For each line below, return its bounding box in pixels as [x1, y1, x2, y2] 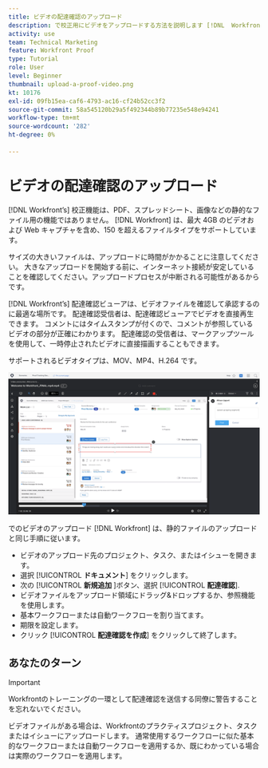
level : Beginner [8, 72, 62, 80]
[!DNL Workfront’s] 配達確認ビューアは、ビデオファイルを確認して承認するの [8, 299, 260, 308]
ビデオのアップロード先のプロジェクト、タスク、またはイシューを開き [19, 551, 250, 560]
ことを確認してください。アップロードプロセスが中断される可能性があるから [8, 271, 260, 281]
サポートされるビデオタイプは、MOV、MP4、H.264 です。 [8, 355, 202, 365]
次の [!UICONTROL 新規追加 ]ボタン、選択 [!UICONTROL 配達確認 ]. [19, 580, 240, 590]
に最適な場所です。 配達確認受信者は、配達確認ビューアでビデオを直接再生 [8, 308, 254, 319]
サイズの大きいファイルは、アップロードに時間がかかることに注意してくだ [8, 251, 253, 261]
